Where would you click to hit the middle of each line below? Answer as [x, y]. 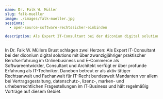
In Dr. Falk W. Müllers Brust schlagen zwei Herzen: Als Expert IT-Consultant [80, 50]
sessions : [15, 23]
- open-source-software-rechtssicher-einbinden [58, 28]
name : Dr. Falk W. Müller [31, 9]
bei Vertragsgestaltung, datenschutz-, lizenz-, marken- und [65, 81]
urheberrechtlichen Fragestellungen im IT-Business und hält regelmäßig [77, 86]
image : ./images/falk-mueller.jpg [40, 18]
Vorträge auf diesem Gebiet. [33, 91]
